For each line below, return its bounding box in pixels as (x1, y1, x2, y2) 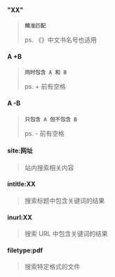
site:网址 (7, 146, 33, 155)
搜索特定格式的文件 (24, 262, 81, 271)
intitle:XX (7, 180, 36, 188)
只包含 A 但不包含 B (24, 116, 77, 123)
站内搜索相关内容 (24, 163, 74, 172)
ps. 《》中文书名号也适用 (24, 36, 97, 44)
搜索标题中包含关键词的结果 (24, 197, 105, 205)
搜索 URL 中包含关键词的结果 (24, 229, 109, 238)
